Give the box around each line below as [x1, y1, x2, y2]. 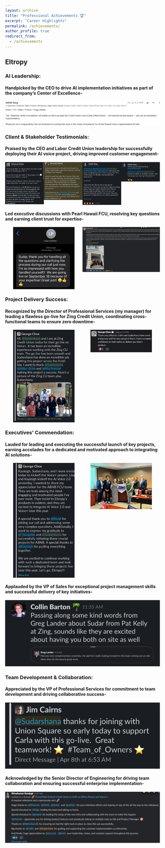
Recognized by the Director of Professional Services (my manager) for [5, 308, 152, 314]
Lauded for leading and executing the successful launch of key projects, [5, 441, 156, 447]
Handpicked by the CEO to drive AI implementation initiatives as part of [5, 85, 153, 91]
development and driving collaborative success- [5, 691, 107, 697]
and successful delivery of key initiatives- [5, 589, 93, 595]
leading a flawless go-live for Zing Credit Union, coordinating [5, 313, 133, 319]
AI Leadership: [5, 73, 41, 80]
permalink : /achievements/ [5, 24, 60, 29]
